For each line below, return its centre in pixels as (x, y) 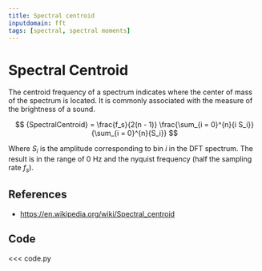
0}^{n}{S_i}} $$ (153, 134)
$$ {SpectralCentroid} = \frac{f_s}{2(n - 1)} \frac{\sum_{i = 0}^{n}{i (126, 125)
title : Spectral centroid (51, 16)
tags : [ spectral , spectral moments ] (69, 30)
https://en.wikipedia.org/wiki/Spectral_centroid (97, 213)
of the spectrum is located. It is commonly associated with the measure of (131, 101)
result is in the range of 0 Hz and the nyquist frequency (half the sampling (130, 159)
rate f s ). (21, 169)
